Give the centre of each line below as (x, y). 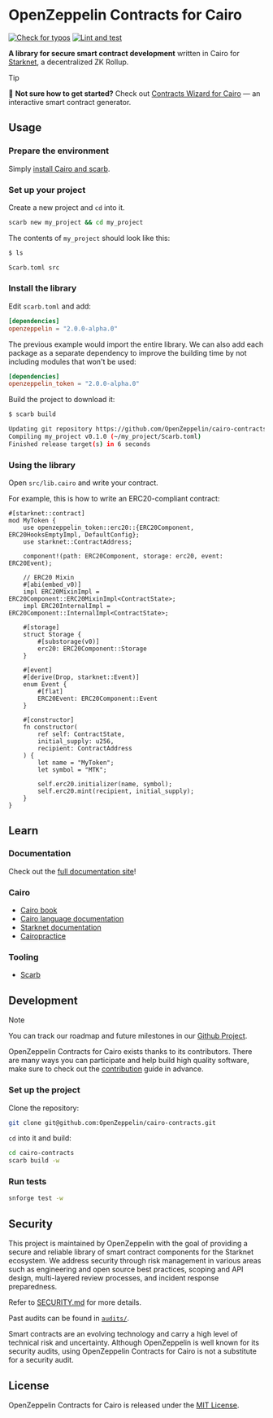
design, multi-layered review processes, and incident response (114, 1278)
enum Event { (45, 685)
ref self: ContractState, (82, 734)
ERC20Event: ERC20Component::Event (98, 699)
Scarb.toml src (34, 267)
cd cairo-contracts (41, 1153)
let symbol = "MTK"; (72, 770)
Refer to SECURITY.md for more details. (75, 1302)
